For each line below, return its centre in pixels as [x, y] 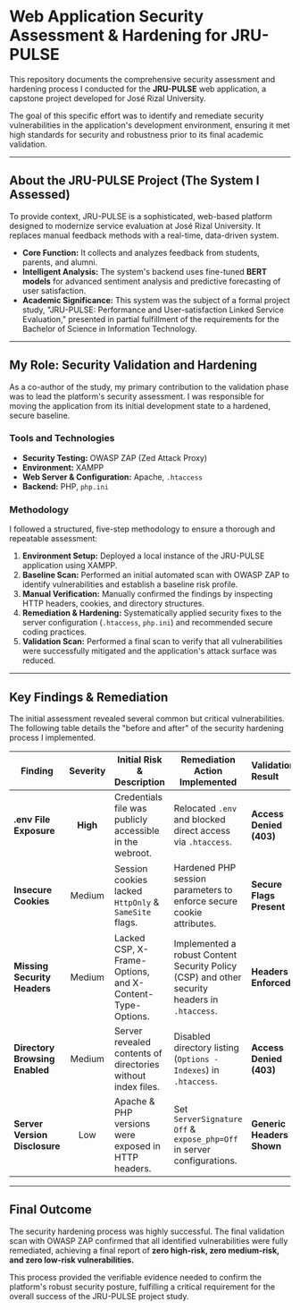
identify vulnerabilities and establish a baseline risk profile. [130, 584]
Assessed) [40, 195]
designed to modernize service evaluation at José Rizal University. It [135, 225]
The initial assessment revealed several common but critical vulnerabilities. [147, 719]
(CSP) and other [208, 977]
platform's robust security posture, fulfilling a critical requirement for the [142, 1287]
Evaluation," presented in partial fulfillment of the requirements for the [150, 319]
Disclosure [37, 1145]
